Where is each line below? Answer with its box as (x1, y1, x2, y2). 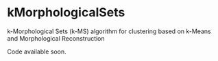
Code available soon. (7, 47, 66, 56)
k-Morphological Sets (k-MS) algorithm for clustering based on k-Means (7, 27, 211, 35)
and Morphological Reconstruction (7, 34, 105, 42)
